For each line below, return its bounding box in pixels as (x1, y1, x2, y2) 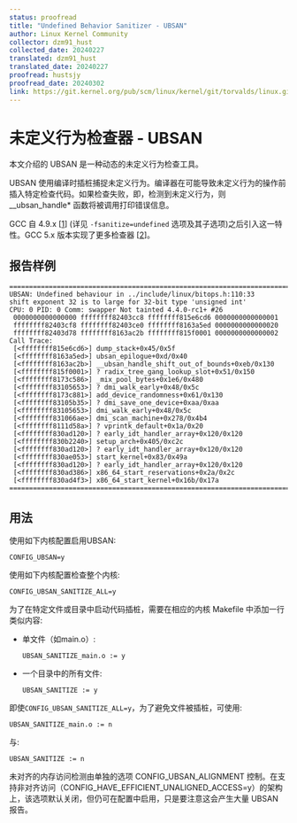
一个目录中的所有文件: (21, 668, 103, 679)
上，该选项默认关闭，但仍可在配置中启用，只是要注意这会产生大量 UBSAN (9, 794, 278, 804)
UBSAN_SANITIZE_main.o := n (9, 720, 113, 729)
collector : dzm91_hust (9, 37, 93, 47)
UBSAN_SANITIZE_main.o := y (21, 652, 126, 661)
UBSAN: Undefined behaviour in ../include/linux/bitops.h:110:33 (9, 290, 255, 299)
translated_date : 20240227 (9, 63, 109, 72)
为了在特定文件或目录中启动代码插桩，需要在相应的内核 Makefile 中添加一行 (9, 604, 286, 615)
